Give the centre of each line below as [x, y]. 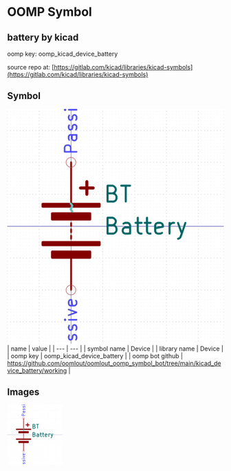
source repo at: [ [31, 67]
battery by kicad [43, 37]
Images [23, 392]
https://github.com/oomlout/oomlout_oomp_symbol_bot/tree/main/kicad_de [114, 363]
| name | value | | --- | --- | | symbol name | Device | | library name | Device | [115, 349]
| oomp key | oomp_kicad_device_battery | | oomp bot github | [95, 355]
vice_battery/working [37, 370]
